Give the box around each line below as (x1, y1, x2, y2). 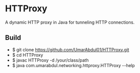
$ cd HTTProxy (12, 52, 43, 58)
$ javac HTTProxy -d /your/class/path (12, 57, 89, 63)
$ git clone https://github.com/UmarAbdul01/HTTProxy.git (12, 46, 129, 52)
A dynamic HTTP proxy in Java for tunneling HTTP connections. (5, 19, 135, 25)
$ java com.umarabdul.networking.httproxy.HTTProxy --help (12, 62, 135, 68)
